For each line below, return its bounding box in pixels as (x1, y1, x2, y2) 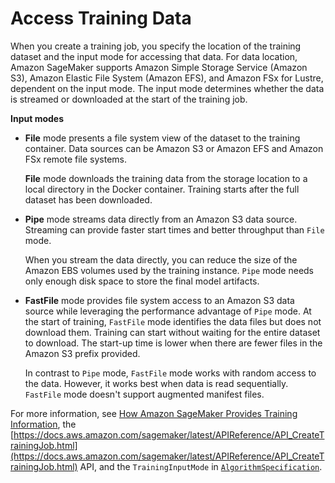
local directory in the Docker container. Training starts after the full (24, 183, 300, 195)
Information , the (10, 418, 77, 430)
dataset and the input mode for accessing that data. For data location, (10, 50, 298, 62)
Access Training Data (10, 7, 192, 30)
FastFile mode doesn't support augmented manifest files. (24, 388, 265, 400)
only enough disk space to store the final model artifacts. (24, 275, 260, 287)
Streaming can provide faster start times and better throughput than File (24, 223, 325, 236)
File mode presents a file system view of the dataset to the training (24, 132, 301, 144)
